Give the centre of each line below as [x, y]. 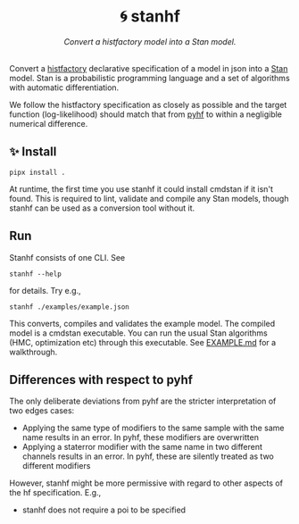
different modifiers [56, 466]
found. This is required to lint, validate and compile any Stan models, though [149, 198]
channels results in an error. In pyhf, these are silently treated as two [148, 456]
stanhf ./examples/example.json [69, 307]
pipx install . [37, 172]
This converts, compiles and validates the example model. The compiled [142, 323]
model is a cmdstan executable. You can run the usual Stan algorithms [138, 333]
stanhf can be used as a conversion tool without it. [102, 208]
